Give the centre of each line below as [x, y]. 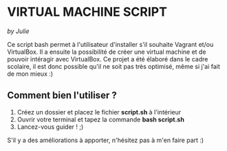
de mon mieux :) [30, 74]
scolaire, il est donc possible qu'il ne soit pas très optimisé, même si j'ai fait [113, 66]
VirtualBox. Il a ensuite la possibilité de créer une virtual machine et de [107, 52]
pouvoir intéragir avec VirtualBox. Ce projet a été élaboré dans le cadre [108, 59]
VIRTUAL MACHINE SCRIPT [87, 12]
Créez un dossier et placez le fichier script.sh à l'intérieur [99, 112]
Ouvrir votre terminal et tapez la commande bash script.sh [100, 119]
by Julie [18, 31]
